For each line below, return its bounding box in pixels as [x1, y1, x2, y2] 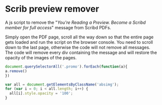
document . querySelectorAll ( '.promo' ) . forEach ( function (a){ [5, 64, 128, 69]
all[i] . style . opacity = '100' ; [9, 91, 73, 96]
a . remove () [5, 69, 27, 73]
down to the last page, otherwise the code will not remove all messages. [5, 44, 150, 50]
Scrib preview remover [5, 3, 99, 15]
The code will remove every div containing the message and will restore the [5, 50, 157, 55]
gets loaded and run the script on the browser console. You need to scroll [5, 39, 153, 45]
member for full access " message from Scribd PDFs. [5, 24, 111, 30]
